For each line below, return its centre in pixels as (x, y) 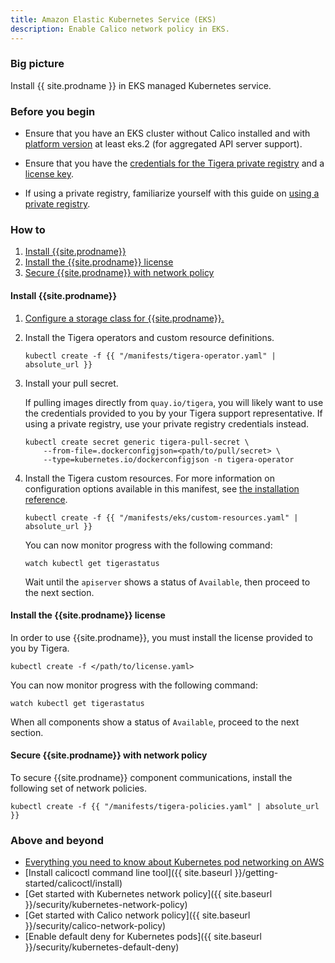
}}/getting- (256, 873)
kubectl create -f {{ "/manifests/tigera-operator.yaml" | (150, 356)
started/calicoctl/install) (73, 883)
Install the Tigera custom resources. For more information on (149, 478)
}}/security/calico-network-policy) (95, 926)
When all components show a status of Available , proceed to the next (155, 722)
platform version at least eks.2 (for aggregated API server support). (163, 144)
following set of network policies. (78, 788)
